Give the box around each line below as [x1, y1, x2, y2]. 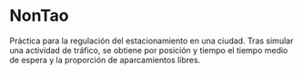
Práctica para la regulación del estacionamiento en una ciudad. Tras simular [9, 35, 294, 46]
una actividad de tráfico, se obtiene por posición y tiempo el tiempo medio [9, 44, 288, 55]
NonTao [9, 5, 70, 26]
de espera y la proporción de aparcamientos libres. [9, 54, 201, 65]
